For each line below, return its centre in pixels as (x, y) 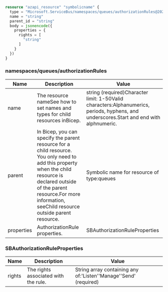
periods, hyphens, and (112, 111)
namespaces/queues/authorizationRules (56, 71)
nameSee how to (56, 101)
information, (51, 200)
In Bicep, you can (57, 131)
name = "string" (26, 16)
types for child (54, 114)
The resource (52, 95)
